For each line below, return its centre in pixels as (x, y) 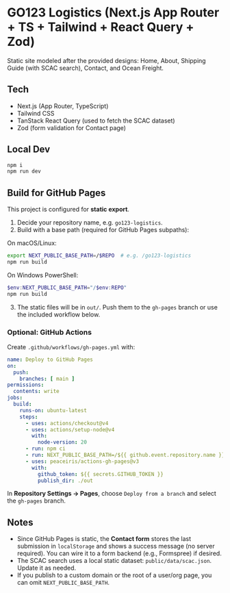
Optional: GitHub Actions (50, 332)
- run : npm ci (46, 449)
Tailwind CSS (36, 113)
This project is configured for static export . (68, 210)
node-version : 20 (62, 442)
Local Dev (29, 150)
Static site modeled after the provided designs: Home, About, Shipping (107, 60)
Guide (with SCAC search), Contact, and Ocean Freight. (86, 68)
